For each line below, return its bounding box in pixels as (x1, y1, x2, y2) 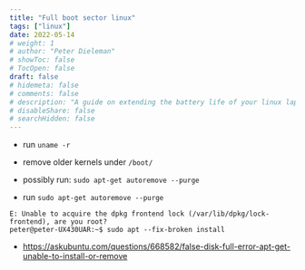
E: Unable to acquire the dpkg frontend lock (9, 209, 184, 218)
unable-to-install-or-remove (22, 251, 128, 262)
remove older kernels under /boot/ (22, 157, 153, 168)
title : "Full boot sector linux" (9, 13, 136, 23)
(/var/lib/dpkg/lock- (187, 209, 271, 218)
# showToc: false (9, 55, 75, 64)
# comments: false (9, 89, 79, 98)
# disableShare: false (9, 106, 95, 115)
